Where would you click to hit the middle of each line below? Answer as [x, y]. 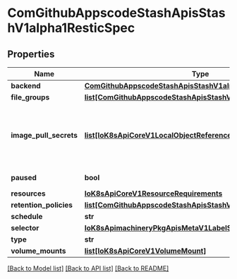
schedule [27, 216]
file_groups [30, 97]
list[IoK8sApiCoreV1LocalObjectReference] [159, 135]
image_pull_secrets [44, 135]
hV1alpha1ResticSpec [71, 28]
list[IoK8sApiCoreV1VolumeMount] [145, 251]
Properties [31, 54]
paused [24, 178]
